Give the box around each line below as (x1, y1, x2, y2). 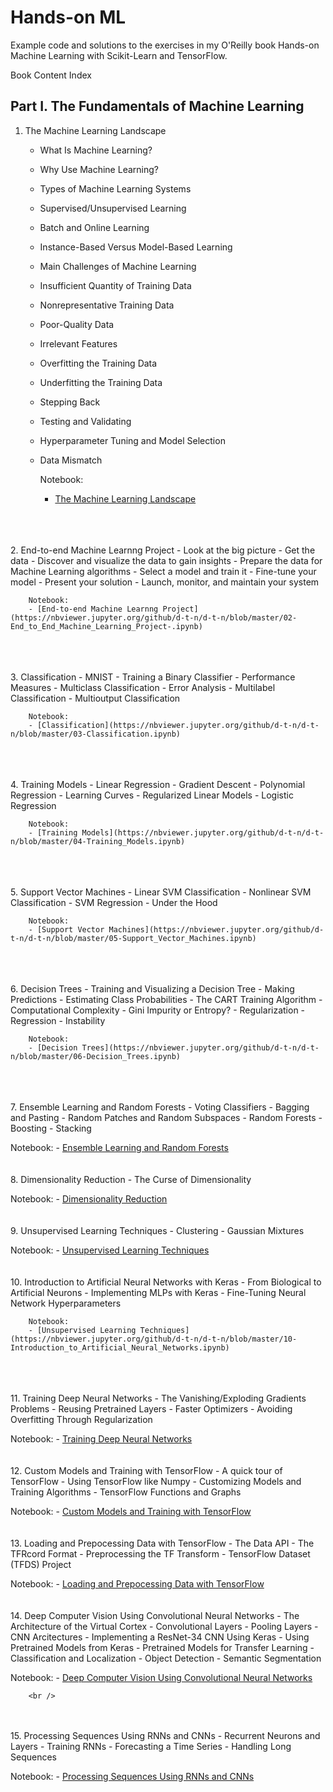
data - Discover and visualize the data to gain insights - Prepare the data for (10, 554, 323, 566)
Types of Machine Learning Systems (39, 182, 192, 195)
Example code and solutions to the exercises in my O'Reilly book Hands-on (10, 39, 320, 51)
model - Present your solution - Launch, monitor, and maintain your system (10, 576, 320, 588)
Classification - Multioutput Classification (10, 692, 181, 704)
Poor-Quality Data (39, 318, 115, 330)
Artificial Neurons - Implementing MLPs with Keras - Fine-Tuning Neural (10, 1286, 307, 1298)
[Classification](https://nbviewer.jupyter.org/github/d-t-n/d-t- (36, 720, 320, 730)
